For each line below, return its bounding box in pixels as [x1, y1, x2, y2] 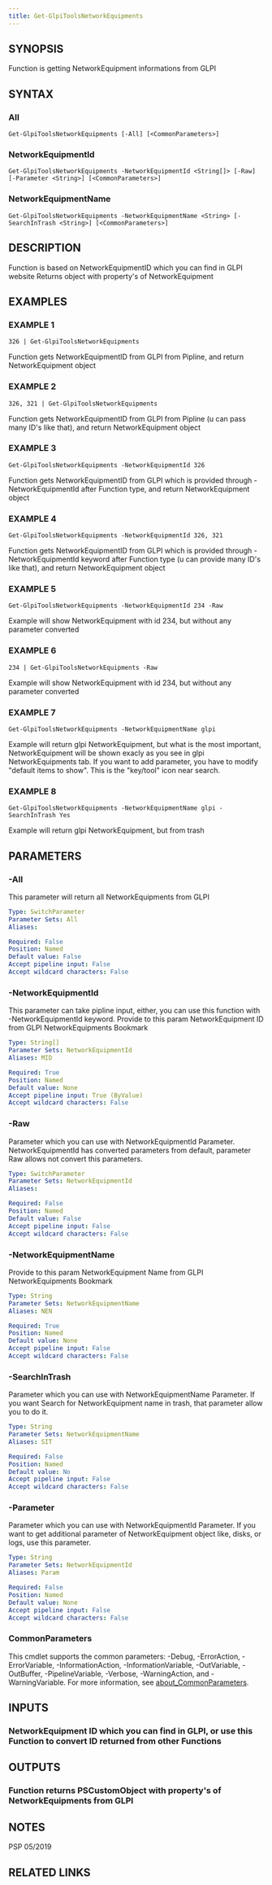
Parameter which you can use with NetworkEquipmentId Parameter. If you [8, 1520, 256, 1530]
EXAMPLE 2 [8, 381, 57, 392]
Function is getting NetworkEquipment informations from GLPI [8, 63, 217, 73]
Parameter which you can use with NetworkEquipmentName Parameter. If [8, 1389, 256, 1400]
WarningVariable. [8, 1677, 67, 1687]
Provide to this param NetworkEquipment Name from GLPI [8, 1267, 204, 1277]
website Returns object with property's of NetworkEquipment [8, 271, 214, 281]
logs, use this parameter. [8, 1537, 92, 1547]
